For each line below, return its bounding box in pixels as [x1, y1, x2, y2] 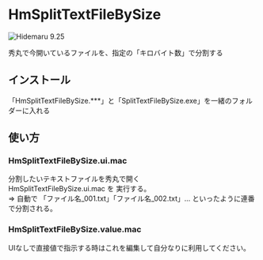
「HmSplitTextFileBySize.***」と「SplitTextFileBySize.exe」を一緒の [8, 96, 232, 105]
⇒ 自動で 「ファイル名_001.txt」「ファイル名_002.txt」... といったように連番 [8, 194, 255, 203]
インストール [8, 73, 71, 87]
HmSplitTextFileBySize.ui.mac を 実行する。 [8, 184, 151, 194]
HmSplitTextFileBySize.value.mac [8, 224, 142, 235]
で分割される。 [8, 204, 57, 213]
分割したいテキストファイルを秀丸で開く [8, 174, 140, 183]
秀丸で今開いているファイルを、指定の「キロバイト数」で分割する [8, 47, 223, 57]
